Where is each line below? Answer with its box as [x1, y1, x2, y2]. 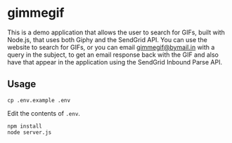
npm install [7, 123, 42, 130]
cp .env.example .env [7, 97, 71, 104]
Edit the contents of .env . [7, 109, 81, 117]
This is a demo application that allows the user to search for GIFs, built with [7, 28, 225, 36]
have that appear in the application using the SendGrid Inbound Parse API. [7, 57, 223, 66]
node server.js [7, 128, 52, 136]
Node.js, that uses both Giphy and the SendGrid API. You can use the [7, 35, 207, 43]
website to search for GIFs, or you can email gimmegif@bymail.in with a [7, 43, 215, 51]
